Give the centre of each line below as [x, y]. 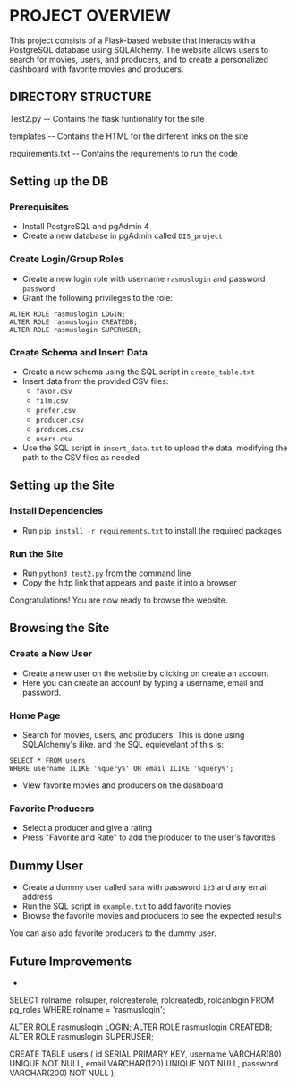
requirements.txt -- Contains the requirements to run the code [124, 153]
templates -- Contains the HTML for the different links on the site [129, 136]
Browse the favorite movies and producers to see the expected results [152, 916]
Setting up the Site [62, 486]
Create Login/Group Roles [67, 259]
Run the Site [36, 553]
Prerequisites [39, 207]
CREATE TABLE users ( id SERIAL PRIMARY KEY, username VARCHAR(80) [145, 1054]
